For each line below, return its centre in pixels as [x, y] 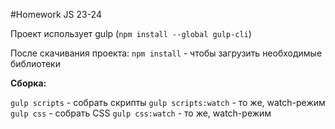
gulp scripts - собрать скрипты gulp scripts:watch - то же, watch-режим [168, 102]
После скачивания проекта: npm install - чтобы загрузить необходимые [166, 53]
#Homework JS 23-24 [56, 14]
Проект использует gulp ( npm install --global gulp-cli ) [131, 33]
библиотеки [35, 63]
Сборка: [28, 83]
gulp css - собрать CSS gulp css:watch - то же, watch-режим [141, 113]
